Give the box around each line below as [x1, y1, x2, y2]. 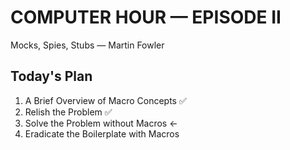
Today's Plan [10, 68, 93, 85]
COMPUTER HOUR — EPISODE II [10, 6, 282, 29]
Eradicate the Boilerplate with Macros [24, 127, 180, 140]
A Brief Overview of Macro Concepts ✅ [24, 94, 187, 106]
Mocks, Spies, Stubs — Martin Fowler [10, 39, 165, 51]
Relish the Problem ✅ [24, 106, 113, 118]
